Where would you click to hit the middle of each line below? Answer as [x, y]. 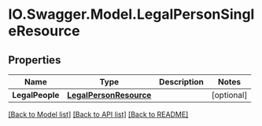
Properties [35, 60]
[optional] [229, 95]
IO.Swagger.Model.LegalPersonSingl [131, 14]
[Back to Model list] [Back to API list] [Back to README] [98, 114]
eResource [44, 31]
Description [181, 82]
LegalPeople [36, 95]
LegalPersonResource [109, 95]
